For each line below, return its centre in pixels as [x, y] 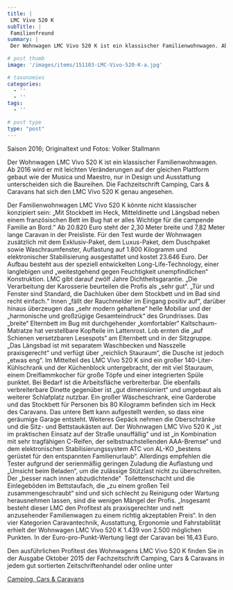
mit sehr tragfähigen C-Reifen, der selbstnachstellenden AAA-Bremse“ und [114, 441]
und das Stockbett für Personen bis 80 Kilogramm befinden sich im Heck [112, 404]
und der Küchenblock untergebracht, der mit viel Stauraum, [129, 367]
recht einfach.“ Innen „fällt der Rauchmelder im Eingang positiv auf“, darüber [116, 301]
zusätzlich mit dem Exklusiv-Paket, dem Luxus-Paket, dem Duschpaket [109, 242]
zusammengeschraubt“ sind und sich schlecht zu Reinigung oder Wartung [113, 493]
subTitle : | [24, 26]
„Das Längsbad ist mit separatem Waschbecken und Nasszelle [96, 345]
